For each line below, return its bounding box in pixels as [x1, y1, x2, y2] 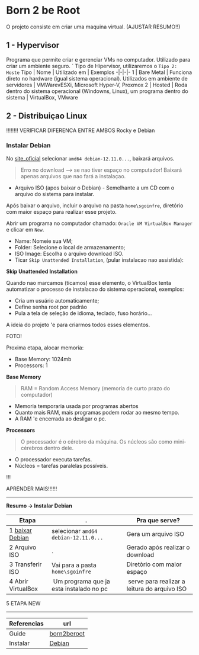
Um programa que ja [53, 577, 111, 585]
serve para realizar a [128, 577, 185, 585]
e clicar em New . [6, 226, 44, 233]
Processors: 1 [14, 362, 48, 369]
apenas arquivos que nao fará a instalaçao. [20, 172, 126, 179]
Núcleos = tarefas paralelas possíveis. [14, 462, 108, 469]
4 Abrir [9, 577, 28, 585]
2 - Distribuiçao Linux [6, 111, 88, 121]
